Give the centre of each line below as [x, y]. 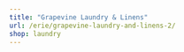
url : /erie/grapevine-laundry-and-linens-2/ [92, 26]
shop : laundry [35, 33]
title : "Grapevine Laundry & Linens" [79, 17]
